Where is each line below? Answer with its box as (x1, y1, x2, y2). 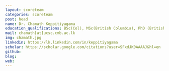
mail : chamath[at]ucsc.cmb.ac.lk (5, 30, 75, 35)
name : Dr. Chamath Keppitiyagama (5, 21, 75, 26)
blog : (5, 53, 17, 59)
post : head (5, 16, 28, 21)
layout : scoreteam (5, 7, 44, 12)
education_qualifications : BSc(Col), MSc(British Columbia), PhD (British (5, 26, 165, 31)
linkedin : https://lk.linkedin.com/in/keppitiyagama (5, 40, 118, 45)
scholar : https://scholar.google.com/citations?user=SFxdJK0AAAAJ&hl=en (5, 44, 161, 49)
